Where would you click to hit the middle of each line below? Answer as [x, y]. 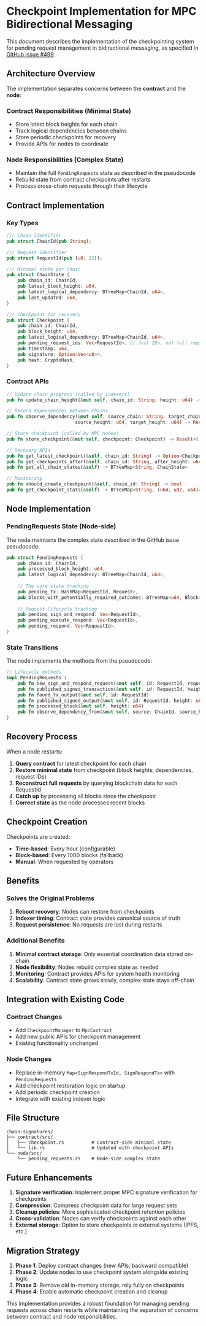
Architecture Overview [51, 74]
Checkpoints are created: [38, 836]
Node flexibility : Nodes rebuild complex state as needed [87, 967]
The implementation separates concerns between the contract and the [96, 88]
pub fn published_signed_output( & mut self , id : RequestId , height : [105, 701]
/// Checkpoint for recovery [44, 314]
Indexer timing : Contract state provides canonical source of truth [98, 918]
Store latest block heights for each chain [66, 125]
